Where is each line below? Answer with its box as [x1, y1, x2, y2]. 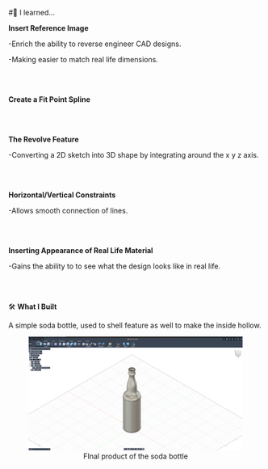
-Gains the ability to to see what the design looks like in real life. [8, 261, 220, 271]
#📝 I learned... [8, 8, 55, 17]
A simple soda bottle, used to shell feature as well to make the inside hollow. [8, 320, 262, 330]
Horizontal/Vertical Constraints [8, 190, 116, 200]
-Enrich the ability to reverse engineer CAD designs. [8, 39, 182, 49]
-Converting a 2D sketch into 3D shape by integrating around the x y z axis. [8, 150, 259, 159]
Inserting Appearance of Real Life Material [8, 246, 153, 255]
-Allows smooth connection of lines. [8, 206, 128, 215]
